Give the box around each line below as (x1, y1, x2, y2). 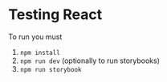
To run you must (8, 32, 63, 41)
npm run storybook (19, 65, 82, 73)
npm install (19, 49, 60, 57)
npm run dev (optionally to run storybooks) (19, 56, 161, 65)
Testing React (8, 6, 103, 24)
